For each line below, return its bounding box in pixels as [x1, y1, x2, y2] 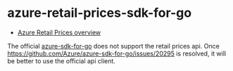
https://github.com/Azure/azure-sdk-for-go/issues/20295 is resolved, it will [7, 49, 227, 58]
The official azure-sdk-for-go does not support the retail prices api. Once [7, 41, 220, 50]
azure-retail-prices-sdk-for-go [7, 5, 192, 21]
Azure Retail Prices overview [17, 28, 101, 37]
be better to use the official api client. [7, 56, 116, 65]
